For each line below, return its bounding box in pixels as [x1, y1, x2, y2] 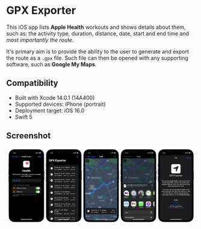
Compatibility [6, 78, 58, 88]
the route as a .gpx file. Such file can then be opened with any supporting [6, 54, 188, 61]
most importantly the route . [6, 36, 74, 43]
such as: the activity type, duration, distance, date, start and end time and [6, 29, 190, 37]
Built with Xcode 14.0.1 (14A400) [14, 94, 95, 101]
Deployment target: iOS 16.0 [14, 106, 85, 114]
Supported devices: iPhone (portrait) [14, 100, 107, 108]
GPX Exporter [6, 4, 76, 17]
